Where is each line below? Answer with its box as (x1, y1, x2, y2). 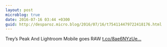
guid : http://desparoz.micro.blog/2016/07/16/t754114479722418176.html (5, 21, 162, 27)
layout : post (5, 7, 33, 13)
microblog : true (5, 12, 40, 17)
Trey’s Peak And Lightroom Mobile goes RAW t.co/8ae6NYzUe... (5, 36, 142, 42)
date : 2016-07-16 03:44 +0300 (5, 17, 70, 22)
